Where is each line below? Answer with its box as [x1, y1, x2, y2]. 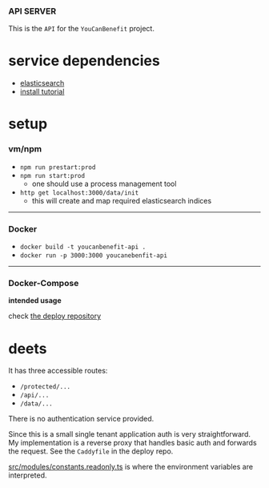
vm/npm [8, 143, 42, 155]
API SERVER [8, 6, 57, 17]
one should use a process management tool [31, 179, 177, 188]
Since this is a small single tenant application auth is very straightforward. [8, 430, 251, 439]
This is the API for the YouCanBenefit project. [8, 24, 155, 34]
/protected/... [19, 383, 71, 391]
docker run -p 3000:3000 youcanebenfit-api [19, 252, 168, 260]
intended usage [8, 296, 62, 305]
